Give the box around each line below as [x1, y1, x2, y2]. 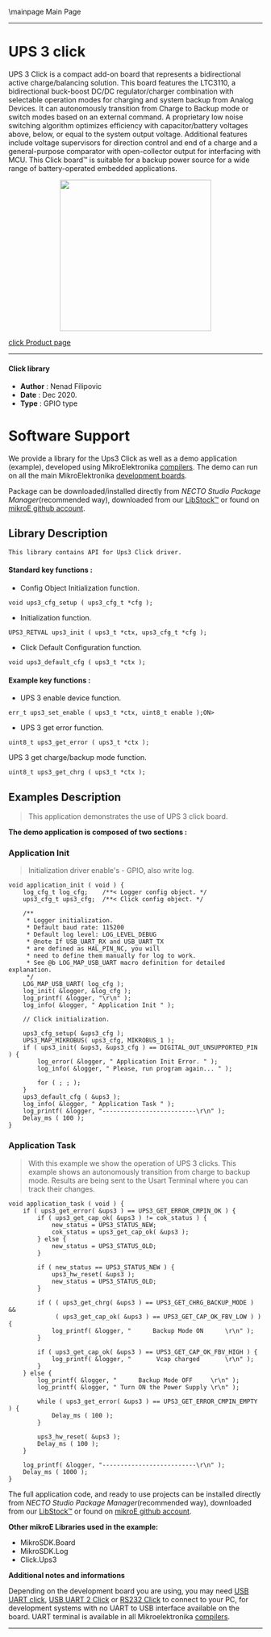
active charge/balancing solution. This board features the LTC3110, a [8, 77, 236, 87]
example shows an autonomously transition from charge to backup [27, 1167, 251, 1176]
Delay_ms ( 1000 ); [23, 1468, 89, 1476]
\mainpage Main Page [8, 7, 81, 16]
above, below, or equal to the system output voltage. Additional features [8, 129, 248, 139]
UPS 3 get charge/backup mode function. [8, 753, 147, 762]
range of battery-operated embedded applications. [8, 163, 177, 173]
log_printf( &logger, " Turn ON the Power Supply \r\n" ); [37, 1383, 240, 1391]
